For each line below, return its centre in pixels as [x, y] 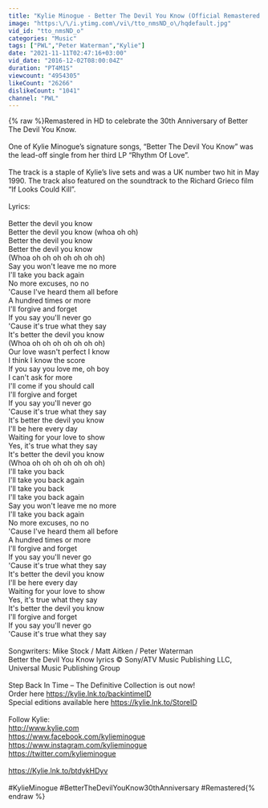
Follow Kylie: [29, 719]
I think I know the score [47, 361]
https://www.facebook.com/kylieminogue [77, 736]
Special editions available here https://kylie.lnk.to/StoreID [103, 703]
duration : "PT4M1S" [41, 68]
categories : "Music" [43, 38]
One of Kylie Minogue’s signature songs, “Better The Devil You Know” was [131, 146]
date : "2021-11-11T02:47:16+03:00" [68, 53]
